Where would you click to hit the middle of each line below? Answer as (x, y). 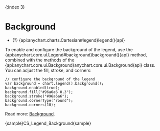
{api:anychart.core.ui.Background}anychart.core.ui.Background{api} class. (80, 65)
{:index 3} (15, 7)
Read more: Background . (30, 113)
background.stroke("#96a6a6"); (37, 96)
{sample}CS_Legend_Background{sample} (48, 123)
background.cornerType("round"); (39, 100)
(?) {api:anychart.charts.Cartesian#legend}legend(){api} (69, 40)
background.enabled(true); (33, 88)
